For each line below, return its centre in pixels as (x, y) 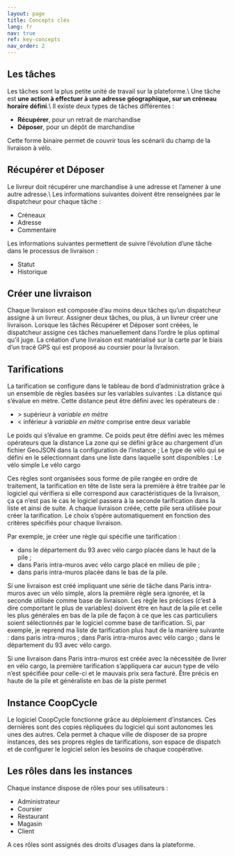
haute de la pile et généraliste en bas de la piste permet (87, 681)
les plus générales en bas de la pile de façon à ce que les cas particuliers (112, 615)
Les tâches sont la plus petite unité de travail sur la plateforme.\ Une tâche (114, 91)
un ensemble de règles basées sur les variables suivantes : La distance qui (115, 393)
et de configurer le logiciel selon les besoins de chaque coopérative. (106, 749)
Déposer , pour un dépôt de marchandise (76, 127)
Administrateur (39, 801)
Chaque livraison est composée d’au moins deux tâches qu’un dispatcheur (114, 310)
